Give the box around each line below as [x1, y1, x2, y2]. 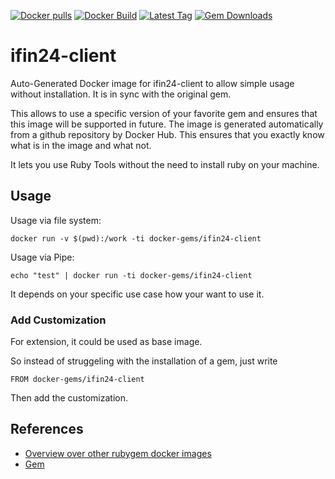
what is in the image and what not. [10, 139, 152, 151]
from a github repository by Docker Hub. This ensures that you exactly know [10, 128, 325, 140]
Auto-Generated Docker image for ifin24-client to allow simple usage [10, 77, 295, 89]
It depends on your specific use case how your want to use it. [10, 288, 265, 300]
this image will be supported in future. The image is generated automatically [10, 118, 324, 130]
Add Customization [10, 313, 107, 327]
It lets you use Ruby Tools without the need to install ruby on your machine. [10, 158, 320, 170]
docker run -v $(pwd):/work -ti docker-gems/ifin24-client [10, 233, 262, 244]
